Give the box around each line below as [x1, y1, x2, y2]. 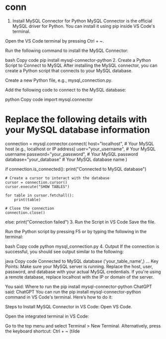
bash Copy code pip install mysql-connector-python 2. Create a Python [5, 57, 151, 63]
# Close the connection [5, 206, 55, 211]
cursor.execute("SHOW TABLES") [5, 184, 70, 189]
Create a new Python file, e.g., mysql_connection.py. [5, 77, 112, 83]
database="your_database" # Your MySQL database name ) [5, 156, 127, 162]
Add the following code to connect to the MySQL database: [5, 87, 126, 93]
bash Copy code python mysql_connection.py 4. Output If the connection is [5, 243, 160, 249]
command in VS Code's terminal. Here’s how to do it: [5, 294, 113, 300]
